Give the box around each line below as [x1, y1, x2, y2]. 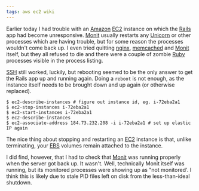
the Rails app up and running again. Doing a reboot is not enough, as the [6, 75, 184, 82]
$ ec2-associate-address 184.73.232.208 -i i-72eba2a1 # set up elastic [6, 120, 191, 126]
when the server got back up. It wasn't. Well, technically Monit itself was [6, 159, 185, 167]
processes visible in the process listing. [6, 57, 103, 64]
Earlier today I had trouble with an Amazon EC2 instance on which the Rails [6, 25, 191, 32]
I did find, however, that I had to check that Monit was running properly [6, 153, 181, 161]
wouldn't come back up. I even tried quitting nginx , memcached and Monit [6, 44, 189, 51]
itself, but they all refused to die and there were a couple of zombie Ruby [6, 50, 185, 57]
